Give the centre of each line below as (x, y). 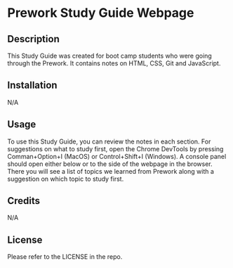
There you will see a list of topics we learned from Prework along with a (111, 171)
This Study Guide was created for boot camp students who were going (109, 56)
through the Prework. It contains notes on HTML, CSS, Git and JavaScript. (114, 63)
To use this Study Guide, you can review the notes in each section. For (109, 141)
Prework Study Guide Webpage (101, 13)
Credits (24, 201)
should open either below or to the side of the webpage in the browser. (110, 164)
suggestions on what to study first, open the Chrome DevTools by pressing (115, 148)
